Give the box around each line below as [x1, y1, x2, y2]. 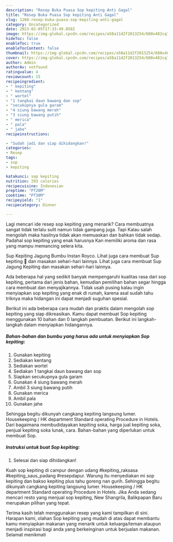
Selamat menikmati [6, 531, 46, 537]
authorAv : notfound [6, 65, 48, 70]
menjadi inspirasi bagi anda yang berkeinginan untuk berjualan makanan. [6, 526, 161, 532]
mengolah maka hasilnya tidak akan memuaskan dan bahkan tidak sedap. [6, 232, 162, 238]
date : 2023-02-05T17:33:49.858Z [6, 27, 75, 32]
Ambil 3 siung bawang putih [13, 384, 73, 390]
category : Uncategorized [6, 22, 59, 27]
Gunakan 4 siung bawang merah [13, 379, 83, 385]
